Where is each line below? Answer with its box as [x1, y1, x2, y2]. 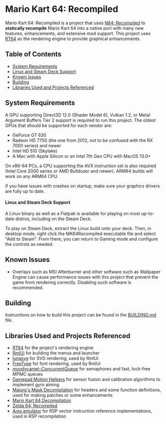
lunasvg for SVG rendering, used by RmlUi [12, 356, 99, 362]
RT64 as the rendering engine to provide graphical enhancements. [5, 36, 141, 42]
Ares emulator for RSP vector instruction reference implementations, [12, 408, 152, 414]
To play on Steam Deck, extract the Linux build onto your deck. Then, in [5, 225, 152, 231]
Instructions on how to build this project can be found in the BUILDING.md [5, 312, 157, 318]
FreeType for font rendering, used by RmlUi [12, 361, 101, 366]
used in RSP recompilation [12, 413, 66, 420]
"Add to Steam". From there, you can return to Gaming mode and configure [5, 236, 158, 242]
